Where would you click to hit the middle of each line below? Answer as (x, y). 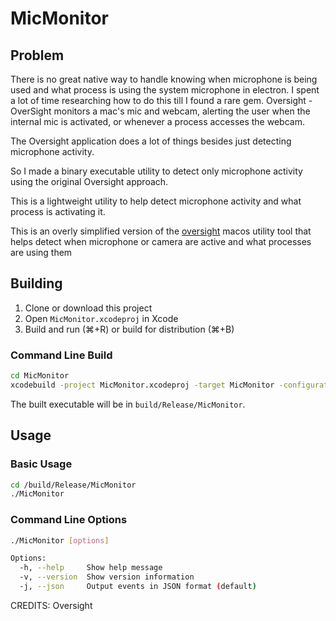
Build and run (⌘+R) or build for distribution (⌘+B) (129, 329)
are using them (41, 252)
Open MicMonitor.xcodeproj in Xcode (101, 318)
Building (36, 283)
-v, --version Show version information (107, 577)
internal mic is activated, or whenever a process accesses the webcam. (157, 121)
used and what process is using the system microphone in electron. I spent (165, 90)
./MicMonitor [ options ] (60, 540)
